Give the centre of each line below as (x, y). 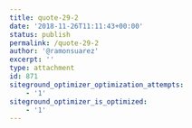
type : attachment (42, 69)
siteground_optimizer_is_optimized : (78, 101)
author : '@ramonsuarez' (54, 51)
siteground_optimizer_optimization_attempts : (96, 85)
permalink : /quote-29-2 (54, 43)
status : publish (40, 34)
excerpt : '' (32, 59)
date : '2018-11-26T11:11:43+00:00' (77, 26)
